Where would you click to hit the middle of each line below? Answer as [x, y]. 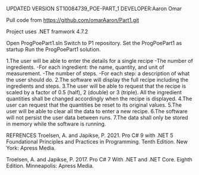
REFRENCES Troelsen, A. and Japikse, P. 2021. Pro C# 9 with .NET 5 [90, 135]
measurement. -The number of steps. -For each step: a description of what [98, 73]
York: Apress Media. [31, 148]
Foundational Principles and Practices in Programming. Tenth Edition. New [97, 141]
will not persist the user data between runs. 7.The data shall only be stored [97, 117]
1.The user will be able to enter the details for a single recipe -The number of [99, 61]
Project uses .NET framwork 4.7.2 [47, 31]
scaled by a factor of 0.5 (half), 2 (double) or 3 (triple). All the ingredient [94, 92]
